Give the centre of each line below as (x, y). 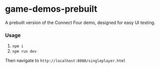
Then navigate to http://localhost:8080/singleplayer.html (65, 61)
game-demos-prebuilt (51, 9)
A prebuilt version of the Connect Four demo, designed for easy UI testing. (80, 23)
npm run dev (24, 52)
